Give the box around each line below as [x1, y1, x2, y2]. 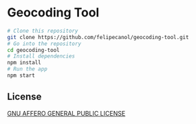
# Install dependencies [7, 53, 76, 60]
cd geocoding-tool [7, 47, 60, 53]
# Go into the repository [7, 40, 81, 47]
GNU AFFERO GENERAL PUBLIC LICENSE [7, 109, 126, 117]
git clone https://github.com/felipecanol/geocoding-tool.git [7, 34, 189, 40]
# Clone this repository [7, 27, 78, 34]
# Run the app [7, 66, 48, 73]
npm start [7, 72, 36, 79]
